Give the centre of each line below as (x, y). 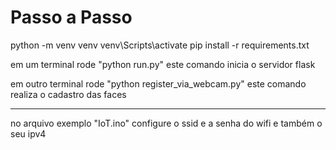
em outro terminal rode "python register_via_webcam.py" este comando (158, 83)
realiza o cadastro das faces (68, 94)
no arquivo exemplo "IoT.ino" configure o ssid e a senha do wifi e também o (166, 123)
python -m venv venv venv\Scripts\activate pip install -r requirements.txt (160, 45)
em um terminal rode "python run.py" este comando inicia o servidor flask (163, 64)
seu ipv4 (28, 133)
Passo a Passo (71, 17)
